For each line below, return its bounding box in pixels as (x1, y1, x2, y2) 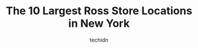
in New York (68, 17, 130, 30)
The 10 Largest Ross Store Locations (5, 4, 193, 18)
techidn (89, 36, 109, 43)
